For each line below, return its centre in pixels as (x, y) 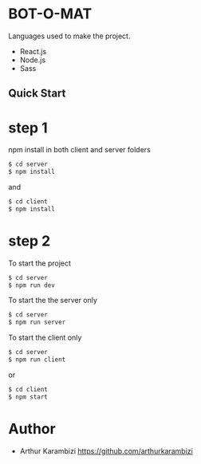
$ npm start (28, 397)
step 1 (28, 128)
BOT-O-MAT (50, 14)
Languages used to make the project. (69, 36)
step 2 (30, 241)
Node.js (33, 60)
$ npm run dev (32, 285)
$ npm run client (37, 360)
